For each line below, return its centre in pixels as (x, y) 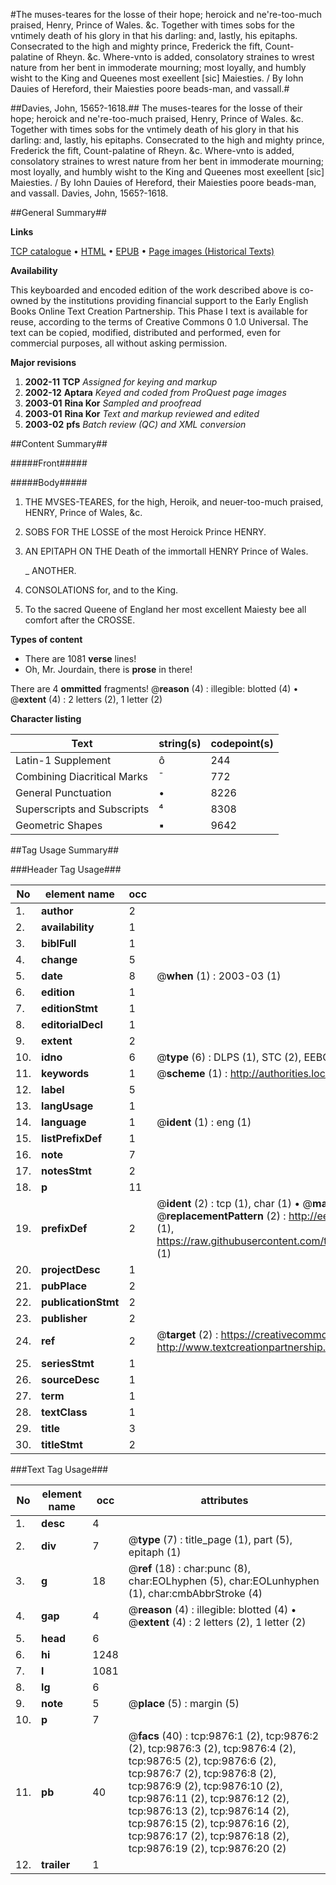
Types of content (46, 639)
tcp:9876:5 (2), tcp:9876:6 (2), (202, 1761)
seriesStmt (68, 1363)
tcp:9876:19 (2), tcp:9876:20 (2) (207, 1848)
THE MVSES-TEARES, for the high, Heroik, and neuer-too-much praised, (174, 502)
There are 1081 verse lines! (80, 658)
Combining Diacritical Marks (81, 776)
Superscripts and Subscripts (82, 809)
